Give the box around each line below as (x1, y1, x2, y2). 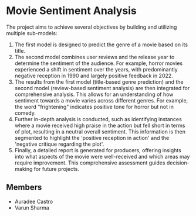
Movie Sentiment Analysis (6, 4, 137, 18)
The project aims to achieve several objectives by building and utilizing (6, 23, 177, 30)
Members (6, 183, 42, 193)
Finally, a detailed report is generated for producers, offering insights (14, 146, 182, 153)
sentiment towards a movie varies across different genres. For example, (14, 97, 188, 104)
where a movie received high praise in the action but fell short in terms (14, 122, 185, 129)
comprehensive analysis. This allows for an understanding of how (14, 91, 174, 98)
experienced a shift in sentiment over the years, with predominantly (14, 66, 178, 73)
